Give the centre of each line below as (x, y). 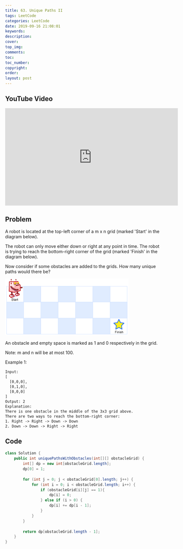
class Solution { (23, 453)
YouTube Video (29, 99)
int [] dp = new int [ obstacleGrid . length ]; (67, 464)
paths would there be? (28, 272)
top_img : (14, 47)
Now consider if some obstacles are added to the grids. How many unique (81, 266)
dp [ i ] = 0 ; (60, 495)
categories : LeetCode (27, 21)
